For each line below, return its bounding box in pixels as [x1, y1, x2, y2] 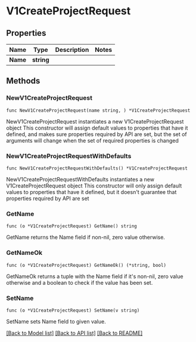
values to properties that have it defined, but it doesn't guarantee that [6, 188, 177, 195]
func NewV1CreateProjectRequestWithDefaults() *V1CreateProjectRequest [6, 165, 188, 171]
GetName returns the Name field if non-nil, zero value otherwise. [6, 234, 166, 241]
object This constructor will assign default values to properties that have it [6, 124, 188, 131]
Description [55, 46, 89, 54]
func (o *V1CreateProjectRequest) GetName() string [6, 223, 137, 229]
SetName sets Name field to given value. [6, 318, 106, 325]
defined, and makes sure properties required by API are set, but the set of [6, 130, 188, 138]
